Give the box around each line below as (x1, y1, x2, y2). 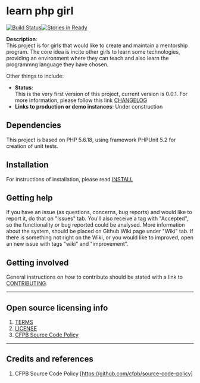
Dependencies (6, 121, 61, 131)
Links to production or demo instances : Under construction (14, 103, 163, 110)
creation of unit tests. (6, 142, 58, 150)
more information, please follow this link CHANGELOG (14, 97, 148, 104)
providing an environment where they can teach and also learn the (6, 54, 169, 61)
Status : (14, 84, 34, 91)
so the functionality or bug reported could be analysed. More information (6, 221, 186, 228)
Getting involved (6, 258, 69, 268)
